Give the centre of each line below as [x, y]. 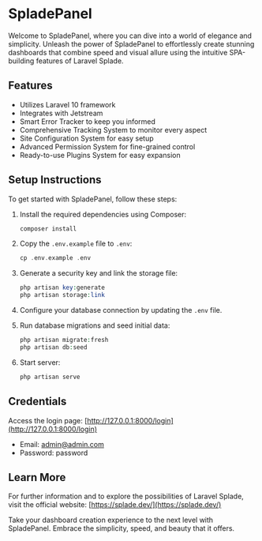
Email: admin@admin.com [62, 444]
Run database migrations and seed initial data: [95, 325]
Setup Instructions [55, 180]
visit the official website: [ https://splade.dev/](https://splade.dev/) [115, 505]
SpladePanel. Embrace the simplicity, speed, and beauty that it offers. [122, 528]
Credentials [37, 402]
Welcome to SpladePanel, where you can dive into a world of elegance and [130, 36]
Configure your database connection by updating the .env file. [121, 310]
